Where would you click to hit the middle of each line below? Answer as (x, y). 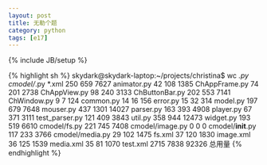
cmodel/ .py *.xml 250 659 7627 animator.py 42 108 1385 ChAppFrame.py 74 (133, 84)
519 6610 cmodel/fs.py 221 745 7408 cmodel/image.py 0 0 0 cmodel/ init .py (132, 126)
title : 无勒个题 (33, 23)
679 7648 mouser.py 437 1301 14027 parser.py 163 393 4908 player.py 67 (130, 109)
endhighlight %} (35, 153)
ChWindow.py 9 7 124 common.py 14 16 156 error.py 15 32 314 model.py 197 (133, 101)
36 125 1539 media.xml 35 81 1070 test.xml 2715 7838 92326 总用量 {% (125, 144)
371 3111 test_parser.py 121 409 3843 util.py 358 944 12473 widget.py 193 (130, 118)
